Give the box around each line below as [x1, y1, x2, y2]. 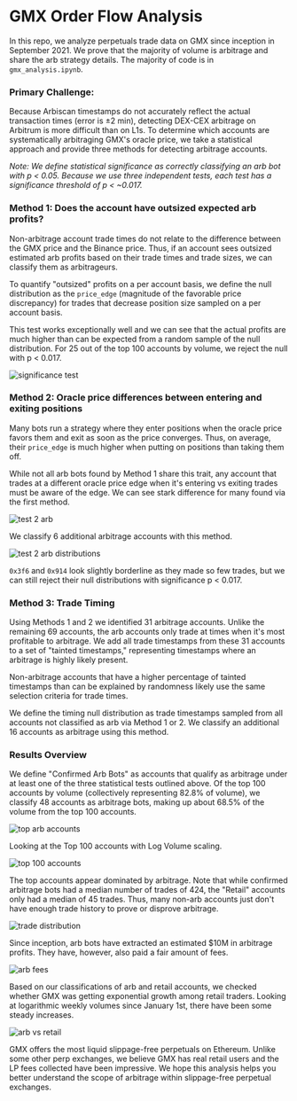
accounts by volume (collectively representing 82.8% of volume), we [9, 787, 261, 799]
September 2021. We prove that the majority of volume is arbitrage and [9, 44, 269, 55]
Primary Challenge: [9, 86, 95, 98]
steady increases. [9, 1010, 74, 1020]
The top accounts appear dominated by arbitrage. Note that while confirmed [9, 875, 288, 886]
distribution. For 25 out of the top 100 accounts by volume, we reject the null [9, 343, 288, 354]
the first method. [9, 496, 70, 507]
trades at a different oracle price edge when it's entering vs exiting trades [9, 477, 278, 488]
